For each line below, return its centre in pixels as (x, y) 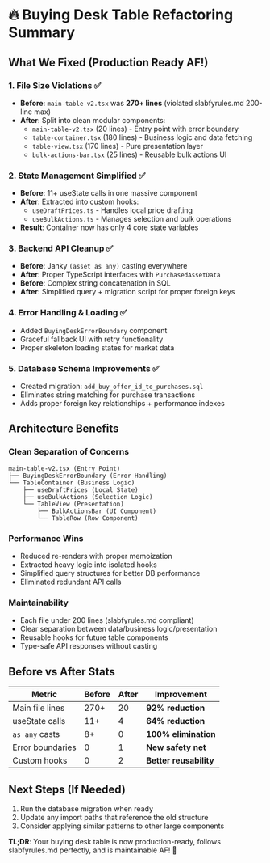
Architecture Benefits (64, 429)
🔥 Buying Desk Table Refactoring (121, 15)
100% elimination (181, 734)
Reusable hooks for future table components (94, 637)
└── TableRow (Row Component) (88, 518)
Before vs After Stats (62, 672)
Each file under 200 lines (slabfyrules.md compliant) (107, 620)
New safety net (177, 747)
